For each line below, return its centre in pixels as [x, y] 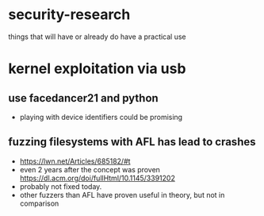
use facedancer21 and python [83, 98]
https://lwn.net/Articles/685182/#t [75, 161]
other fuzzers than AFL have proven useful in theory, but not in [122, 195]
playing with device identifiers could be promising [101, 117]
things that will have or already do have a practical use [97, 37]
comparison [39, 203]
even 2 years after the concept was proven [90, 169]
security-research [69, 15]
